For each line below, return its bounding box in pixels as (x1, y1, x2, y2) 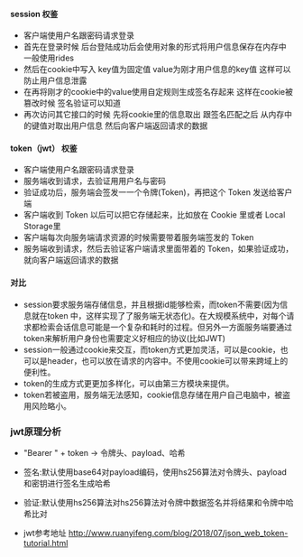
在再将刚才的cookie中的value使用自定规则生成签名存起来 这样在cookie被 (23, 87, 294, 97)
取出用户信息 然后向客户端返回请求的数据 (54, 120, 208, 131)
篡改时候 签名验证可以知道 (23, 97, 121, 108)
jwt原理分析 (10, 425, 61, 438)
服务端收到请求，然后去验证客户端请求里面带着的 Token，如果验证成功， (23, 244, 294, 255)
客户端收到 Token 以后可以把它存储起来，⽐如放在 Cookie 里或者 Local (23, 209, 286, 220)
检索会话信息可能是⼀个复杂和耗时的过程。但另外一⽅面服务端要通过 (39, 321, 292, 332)
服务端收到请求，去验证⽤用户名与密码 (23, 176, 166, 187)
